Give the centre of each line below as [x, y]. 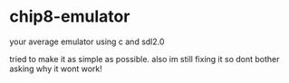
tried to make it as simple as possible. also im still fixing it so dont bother [144, 59]
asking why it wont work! [56, 69]
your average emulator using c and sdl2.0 [87, 41]
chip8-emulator [70, 17]
